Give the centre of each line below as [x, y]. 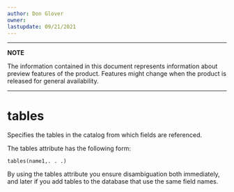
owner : [17, 20]
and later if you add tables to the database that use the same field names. [113, 182]
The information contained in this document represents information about [112, 66]
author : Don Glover [36, 14]
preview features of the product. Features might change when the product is [117, 74]
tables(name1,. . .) [37, 161]
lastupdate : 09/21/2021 [42, 26]
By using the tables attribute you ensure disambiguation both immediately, [114, 174]
